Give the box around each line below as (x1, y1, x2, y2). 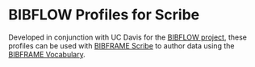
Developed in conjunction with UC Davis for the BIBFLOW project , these (8, 32, 248, 42)
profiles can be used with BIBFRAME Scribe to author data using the (8, 40, 235, 50)
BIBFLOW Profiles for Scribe (8, 6, 200, 24)
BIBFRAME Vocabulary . (8, 49, 86, 59)
